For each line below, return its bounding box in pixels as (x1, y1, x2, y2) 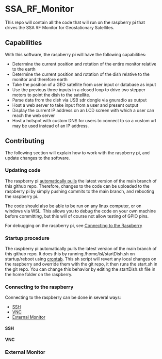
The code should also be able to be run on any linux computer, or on (5, 203, 142, 209)
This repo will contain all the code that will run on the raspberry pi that (5, 19, 146, 25)
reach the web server (12, 113, 55, 118)
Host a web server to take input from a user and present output (12, 102, 139, 108)
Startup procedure (5, 234, 50, 241)
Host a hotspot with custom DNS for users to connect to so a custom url (12, 117, 156, 123)
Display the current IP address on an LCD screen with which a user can (12, 107, 154, 113)
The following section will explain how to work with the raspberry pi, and (5, 149, 150, 156)
